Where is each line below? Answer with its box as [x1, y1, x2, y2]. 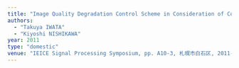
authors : [7, 17, 33, 24]
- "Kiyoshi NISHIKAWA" [14, 30, 81, 38]
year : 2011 [7, 37, 40, 44]
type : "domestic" [7, 43, 59, 50]
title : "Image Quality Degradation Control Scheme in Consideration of [7, 10, 224, 18]
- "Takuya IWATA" [14, 23, 65, 30]
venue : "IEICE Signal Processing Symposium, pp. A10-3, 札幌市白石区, [7, 50, 215, 57]
